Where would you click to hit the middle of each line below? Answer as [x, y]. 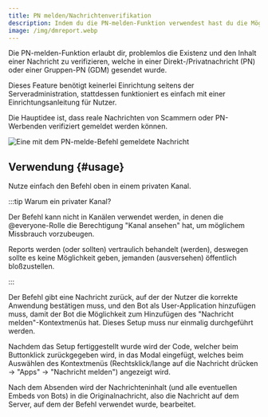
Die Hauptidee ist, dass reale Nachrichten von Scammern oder [111, 118]
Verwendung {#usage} [67, 167]
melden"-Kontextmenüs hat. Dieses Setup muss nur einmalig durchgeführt [131, 323]
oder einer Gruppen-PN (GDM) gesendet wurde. [88, 70]
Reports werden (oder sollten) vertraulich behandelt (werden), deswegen [128, 250]
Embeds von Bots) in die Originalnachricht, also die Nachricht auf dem [124, 396]
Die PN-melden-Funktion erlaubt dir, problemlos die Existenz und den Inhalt [132, 53]
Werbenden [28, 126]
